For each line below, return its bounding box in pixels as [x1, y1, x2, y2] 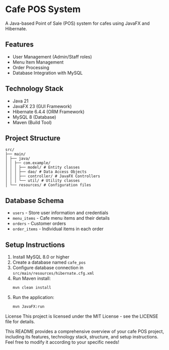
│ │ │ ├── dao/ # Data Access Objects [5, 169, 87, 175]
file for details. [5, 318, 35, 324]
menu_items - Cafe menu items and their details [12, 215, 110, 221]
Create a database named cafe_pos [12, 259, 86, 265]
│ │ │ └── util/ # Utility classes [5, 178, 80, 183]
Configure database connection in [12, 265, 84, 271]
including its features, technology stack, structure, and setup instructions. [5, 333, 159, 339]
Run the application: [12, 294, 54, 300]
